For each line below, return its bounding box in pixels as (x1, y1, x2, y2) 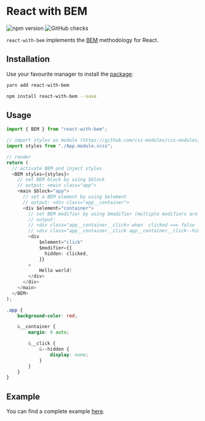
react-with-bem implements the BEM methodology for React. (6, 36, 159, 43)
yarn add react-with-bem (6, 82, 70, 88)
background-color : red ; (17, 313, 78, 319)
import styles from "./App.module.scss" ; (6, 143, 113, 149)
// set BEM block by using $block (17, 177, 105, 183)
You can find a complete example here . (6, 408, 105, 415)
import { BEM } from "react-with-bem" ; (6, 126, 108, 133)
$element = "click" (38, 240, 84, 246)
